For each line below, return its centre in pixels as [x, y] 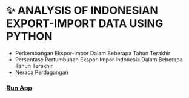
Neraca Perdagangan [41, 72]
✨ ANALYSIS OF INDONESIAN [82, 11]
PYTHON [29, 36]
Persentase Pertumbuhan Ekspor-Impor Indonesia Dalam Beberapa [99, 59]
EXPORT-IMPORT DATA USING [85, 24]
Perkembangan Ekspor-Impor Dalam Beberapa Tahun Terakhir [93, 53]
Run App [19, 88]
